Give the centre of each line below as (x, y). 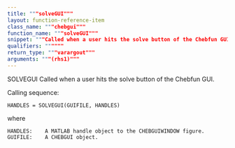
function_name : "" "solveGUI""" (53, 33)
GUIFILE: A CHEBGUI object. (53, 137)
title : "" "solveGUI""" (40, 14)
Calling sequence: (33, 92)
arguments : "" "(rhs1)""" (43, 59)
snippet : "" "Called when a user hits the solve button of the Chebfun (112, 40)
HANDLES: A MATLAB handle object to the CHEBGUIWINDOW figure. (106, 131)
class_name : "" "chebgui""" (47, 27)
